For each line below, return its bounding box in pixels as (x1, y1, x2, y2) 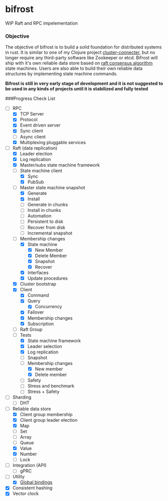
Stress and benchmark (27, 383, 75, 389)
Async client (20, 134, 46, 140)
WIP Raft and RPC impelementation (5, 20, 78, 26)
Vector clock (12, 490, 39, 496)
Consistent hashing (12, 485, 53, 491)
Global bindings (20, 479, 53, 485)
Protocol (20, 116, 38, 122)
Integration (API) (12, 462, 47, 468)
